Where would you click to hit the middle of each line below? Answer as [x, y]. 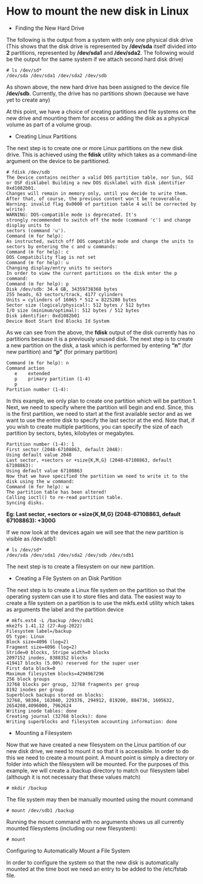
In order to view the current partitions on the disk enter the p [92, 273]
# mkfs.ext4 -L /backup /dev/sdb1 [50, 620]
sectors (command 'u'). [36, 230]
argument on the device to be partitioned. [58, 161]
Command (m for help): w [38, 487]
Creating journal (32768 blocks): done [57, 716]
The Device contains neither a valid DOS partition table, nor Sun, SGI [100, 178]
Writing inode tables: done [42, 711]
